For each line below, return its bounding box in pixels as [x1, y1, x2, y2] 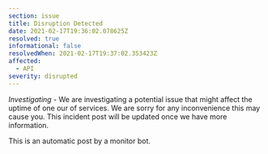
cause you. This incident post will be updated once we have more [8, 111, 228, 122]
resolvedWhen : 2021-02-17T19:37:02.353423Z [8, 49, 158, 58]
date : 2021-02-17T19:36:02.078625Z [8, 27, 129, 35]
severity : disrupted [8, 72, 79, 80]
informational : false [8, 42, 82, 50]
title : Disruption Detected [8, 19, 104, 28]
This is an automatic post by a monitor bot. [8, 135, 151, 146]
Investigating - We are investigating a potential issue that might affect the [8, 94, 253, 104]
